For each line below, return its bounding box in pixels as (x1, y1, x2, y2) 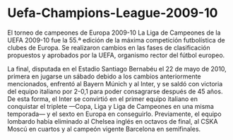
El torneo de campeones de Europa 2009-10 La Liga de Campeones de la (7, 28, 221, 37)
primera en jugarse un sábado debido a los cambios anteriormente (7, 72, 201, 81)
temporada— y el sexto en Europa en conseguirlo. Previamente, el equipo (7, 110, 222, 118)
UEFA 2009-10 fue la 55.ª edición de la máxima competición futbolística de (7, 35, 225, 44)
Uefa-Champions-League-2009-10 (7, 5, 218, 21)
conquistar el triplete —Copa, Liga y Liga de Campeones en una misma (7, 102, 214, 110)
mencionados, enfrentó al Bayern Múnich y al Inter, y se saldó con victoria (7, 79, 223, 88)
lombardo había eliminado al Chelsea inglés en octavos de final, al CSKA (7, 117, 218, 125)
